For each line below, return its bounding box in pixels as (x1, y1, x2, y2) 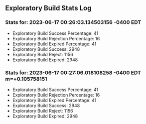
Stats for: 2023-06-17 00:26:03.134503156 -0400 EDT (5, 19, 142, 26)
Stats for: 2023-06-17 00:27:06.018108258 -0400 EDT (5, 69, 141, 76)
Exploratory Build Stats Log (5, 4, 92, 12)
